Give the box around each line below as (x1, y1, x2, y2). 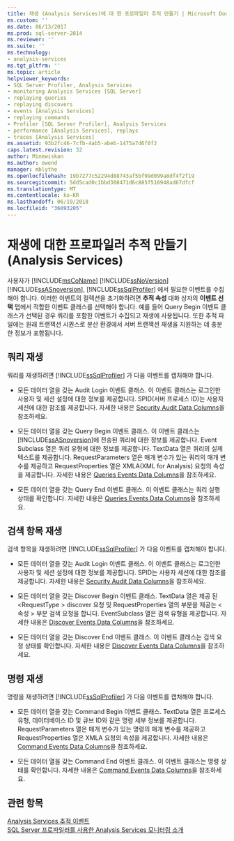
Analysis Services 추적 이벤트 (7, 817, 90, 826)
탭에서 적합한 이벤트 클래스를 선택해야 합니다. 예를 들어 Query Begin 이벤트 (14, 302, 219, 311)
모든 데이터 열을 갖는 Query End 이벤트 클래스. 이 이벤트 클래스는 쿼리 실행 (17, 485, 221, 493)
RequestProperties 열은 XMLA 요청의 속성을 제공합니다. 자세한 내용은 (17, 734, 209, 742)
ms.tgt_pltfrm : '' (7, 62, 61, 69)
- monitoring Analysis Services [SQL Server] (7, 88, 141, 95)
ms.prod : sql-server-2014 (7, 29, 82, 37)
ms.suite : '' (7, 43, 45, 50)
